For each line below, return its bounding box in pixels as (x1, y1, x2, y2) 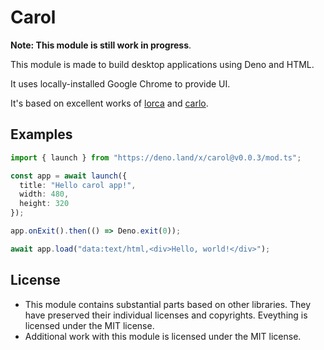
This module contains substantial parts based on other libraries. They (24, 298, 312, 310)
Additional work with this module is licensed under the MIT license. (24, 330, 302, 342)
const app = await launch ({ (10, 171, 128, 181)
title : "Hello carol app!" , (19, 180, 137, 190)
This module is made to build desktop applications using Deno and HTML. (10, 58, 315, 70)
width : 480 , (19, 189, 70, 200)
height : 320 (19, 199, 70, 209)
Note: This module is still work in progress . (10, 39, 192, 51)
